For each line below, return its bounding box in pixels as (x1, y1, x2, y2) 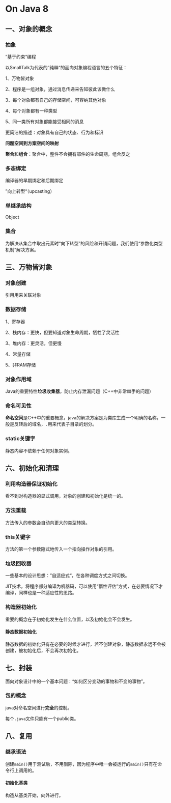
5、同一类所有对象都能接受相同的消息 (5, 118, 84, 125)
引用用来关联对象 (5, 292, 41, 298)
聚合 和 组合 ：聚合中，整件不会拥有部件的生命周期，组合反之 (5, 151, 130, 157)
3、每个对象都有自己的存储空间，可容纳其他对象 (5, 97, 106, 103)
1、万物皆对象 (5, 75, 34, 81)
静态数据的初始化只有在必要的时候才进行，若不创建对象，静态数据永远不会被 (5, 641, 166, 647)
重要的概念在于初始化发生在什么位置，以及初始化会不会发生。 (5, 616, 135, 622)
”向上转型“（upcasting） (5, 188, 55, 194)
